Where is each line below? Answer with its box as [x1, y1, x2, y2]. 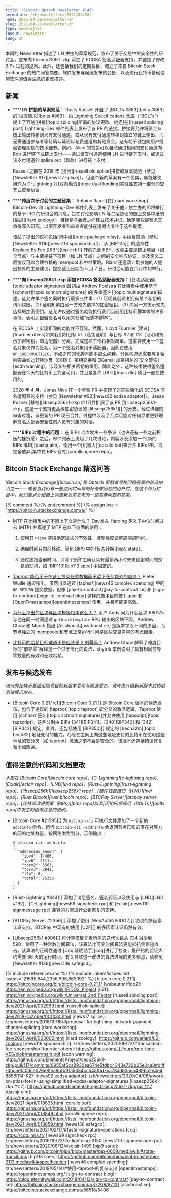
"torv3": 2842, [22, 867, 54, 872]
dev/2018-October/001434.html [5, 1013, 72, 1020]
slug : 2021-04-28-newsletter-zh [5, 21, 74, 27]
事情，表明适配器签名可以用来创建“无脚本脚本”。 [12, 314, 115, 320]
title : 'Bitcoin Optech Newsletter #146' [5, 7, 94, 13]
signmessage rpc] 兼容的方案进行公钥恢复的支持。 [12, 907, 119, 913]
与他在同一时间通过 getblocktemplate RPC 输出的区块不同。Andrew [12, 616, 154, 622]
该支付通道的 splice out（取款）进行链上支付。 [12, 157, 110, 163]
